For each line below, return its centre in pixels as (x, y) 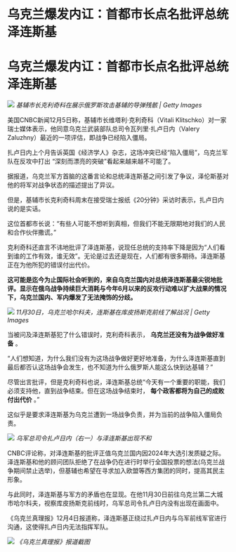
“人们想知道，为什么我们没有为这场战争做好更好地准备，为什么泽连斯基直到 (117, 358)
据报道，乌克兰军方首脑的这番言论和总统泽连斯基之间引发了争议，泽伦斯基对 (118, 176)
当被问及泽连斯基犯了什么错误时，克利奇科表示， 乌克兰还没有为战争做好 (113, 335)
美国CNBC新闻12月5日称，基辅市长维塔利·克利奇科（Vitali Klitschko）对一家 (117, 120)
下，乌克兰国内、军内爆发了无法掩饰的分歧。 (72, 297)
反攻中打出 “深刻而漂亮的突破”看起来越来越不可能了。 (97, 162)
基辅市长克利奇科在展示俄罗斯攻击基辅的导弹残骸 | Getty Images (109, 105)
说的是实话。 (26, 209)
